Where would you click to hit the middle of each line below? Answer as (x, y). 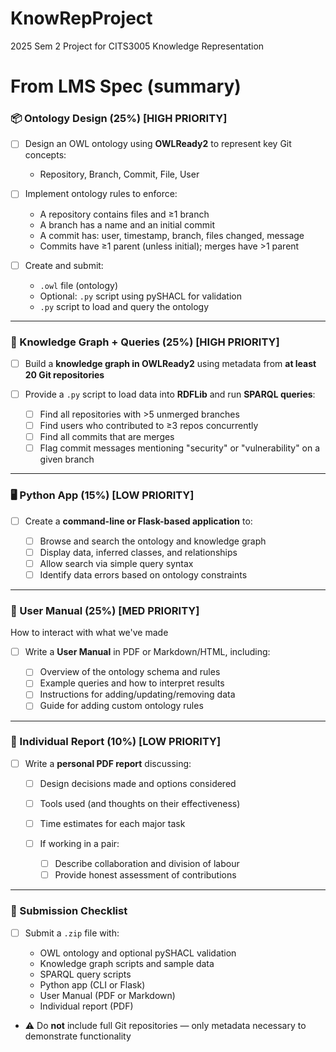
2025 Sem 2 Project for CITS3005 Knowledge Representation (137, 46)
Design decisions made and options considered (138, 783)
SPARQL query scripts (85, 974)
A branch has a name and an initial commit (127, 224)
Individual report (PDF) (86, 1006)
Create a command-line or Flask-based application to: (138, 521)
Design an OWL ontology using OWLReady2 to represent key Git (158, 144)
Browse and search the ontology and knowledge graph (153, 541)
